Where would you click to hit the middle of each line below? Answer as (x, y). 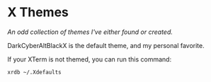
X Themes (38, 12)
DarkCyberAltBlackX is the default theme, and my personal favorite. (106, 45)
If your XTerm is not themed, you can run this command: (90, 59)
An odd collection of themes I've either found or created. (90, 32)
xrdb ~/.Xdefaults (34, 72)
